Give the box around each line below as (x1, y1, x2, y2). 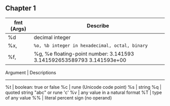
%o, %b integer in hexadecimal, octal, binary (33, 42, 148, 48)
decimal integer (33, 34, 71, 41)
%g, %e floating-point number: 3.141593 (33, 50, 134, 57)
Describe (87, 22, 110, 29)
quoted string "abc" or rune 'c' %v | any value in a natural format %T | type (5, 89, 162, 95)
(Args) (10, 25, 26, 32)
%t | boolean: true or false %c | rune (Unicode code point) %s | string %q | (5, 84, 162, 90)
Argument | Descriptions (5, 69, 57, 75)
